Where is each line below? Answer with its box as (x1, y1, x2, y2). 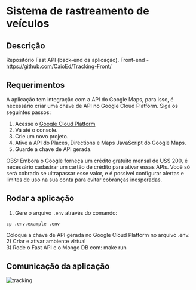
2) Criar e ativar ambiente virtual (6, 237, 86, 245)
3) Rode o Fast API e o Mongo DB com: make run (6, 243, 127, 251)
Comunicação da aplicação (6, 261, 110, 272)
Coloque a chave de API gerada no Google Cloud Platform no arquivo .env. (6, 231, 190, 238)
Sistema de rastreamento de (6, 4, 149, 18)
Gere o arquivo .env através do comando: (14, 209, 118, 216)
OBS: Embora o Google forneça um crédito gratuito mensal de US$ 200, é (6, 157, 188, 164)
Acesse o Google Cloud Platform (14, 120, 96, 127)
